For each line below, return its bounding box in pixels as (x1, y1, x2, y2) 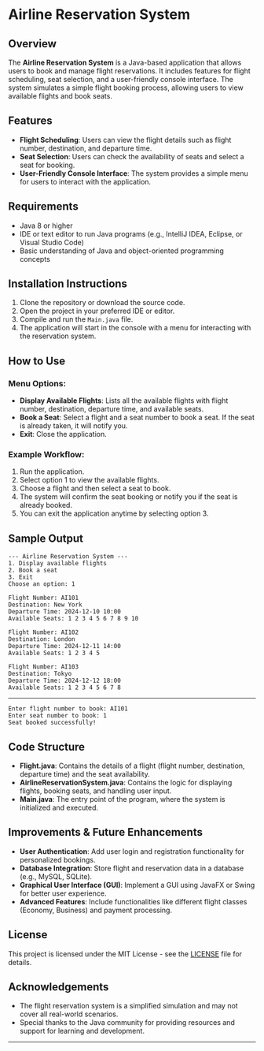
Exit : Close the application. (19, 430, 108, 439)
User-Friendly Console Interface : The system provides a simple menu (19, 168, 249, 178)
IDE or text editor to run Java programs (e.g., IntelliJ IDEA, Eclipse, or (19, 229, 243, 238)
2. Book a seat (8, 566, 58, 575)
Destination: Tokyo (8, 670, 72, 678)
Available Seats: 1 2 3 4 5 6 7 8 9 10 (8, 615, 139, 623)
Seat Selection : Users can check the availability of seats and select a (19, 151, 245, 161)
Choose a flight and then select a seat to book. (19, 483, 171, 494)
